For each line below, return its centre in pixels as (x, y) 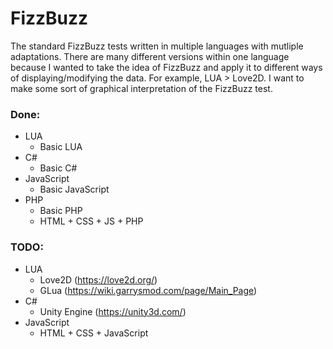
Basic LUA (61, 147)
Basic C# (58, 168)
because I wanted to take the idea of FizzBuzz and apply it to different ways (166, 67)
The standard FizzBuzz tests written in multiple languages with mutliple (157, 46)
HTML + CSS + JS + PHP (91, 221)
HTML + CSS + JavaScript (94, 333)
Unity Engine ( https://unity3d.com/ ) (113, 311)
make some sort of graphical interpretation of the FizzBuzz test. (141, 88)
